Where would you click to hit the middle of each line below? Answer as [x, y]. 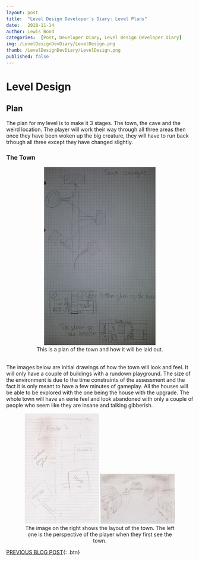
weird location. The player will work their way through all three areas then [96, 129]
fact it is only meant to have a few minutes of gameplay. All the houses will [97, 386]
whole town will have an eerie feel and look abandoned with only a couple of [100, 398]
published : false [28, 57]
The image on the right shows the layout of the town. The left [100, 528]
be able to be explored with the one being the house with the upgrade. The [98, 392]
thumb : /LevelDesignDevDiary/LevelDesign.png [63, 51]
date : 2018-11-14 [30, 25]
